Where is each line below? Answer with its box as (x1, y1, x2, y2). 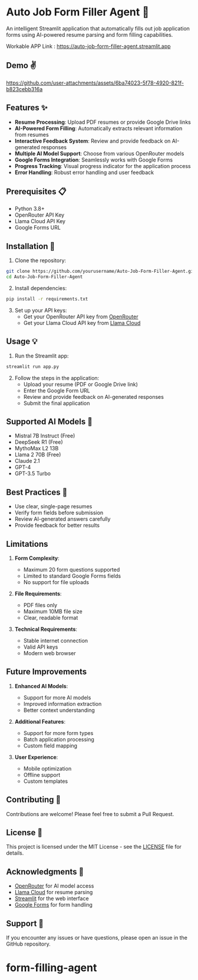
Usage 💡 (6, 337, 38, 347)
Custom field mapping (23, 742, 78, 749)
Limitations (6, 539, 48, 549)
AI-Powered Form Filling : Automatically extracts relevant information (14, 124, 183, 132)
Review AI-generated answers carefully (14, 515, 111, 523)
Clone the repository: (14, 257, 67, 264)
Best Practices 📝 (6, 487, 68, 497)
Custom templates (23, 778, 68, 785)
